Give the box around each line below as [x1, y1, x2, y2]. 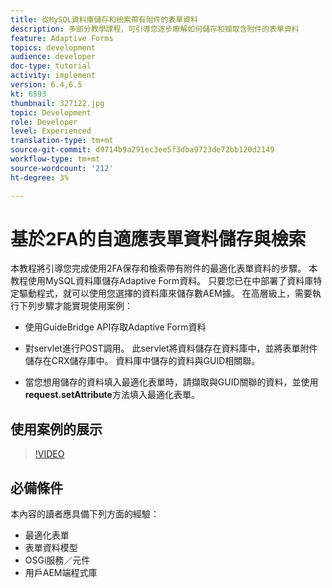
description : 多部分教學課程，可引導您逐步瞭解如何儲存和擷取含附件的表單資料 [10, 24, 300, 34]
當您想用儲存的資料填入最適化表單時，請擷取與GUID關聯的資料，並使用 [24, 376, 319, 388]
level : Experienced [10, 126, 92, 136]
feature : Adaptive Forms [10, 33, 114, 43]
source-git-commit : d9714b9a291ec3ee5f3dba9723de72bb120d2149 [10, 145, 275, 155]
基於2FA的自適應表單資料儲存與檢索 [10, 227, 307, 250]
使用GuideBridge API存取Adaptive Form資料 [24, 321, 207, 333]
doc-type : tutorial [10, 61, 92, 71]
